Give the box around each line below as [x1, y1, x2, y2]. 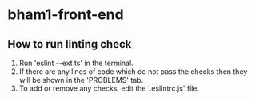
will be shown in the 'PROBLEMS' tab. [18, 76, 144, 84]
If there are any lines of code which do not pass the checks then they [18, 67, 248, 76]
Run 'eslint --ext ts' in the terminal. [18, 58, 133, 68]
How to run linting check [7, 37, 132, 51]
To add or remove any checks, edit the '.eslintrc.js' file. [18, 84, 200, 93]
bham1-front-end [7, 6, 125, 24]
